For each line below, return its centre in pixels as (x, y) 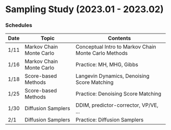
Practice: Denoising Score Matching (119, 94)
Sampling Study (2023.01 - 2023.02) (84, 9)
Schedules (19, 25)
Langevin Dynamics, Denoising (112, 76)
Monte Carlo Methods (102, 53)
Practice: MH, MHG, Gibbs (107, 64)
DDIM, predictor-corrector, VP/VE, (117, 105)
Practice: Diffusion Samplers (110, 120)
